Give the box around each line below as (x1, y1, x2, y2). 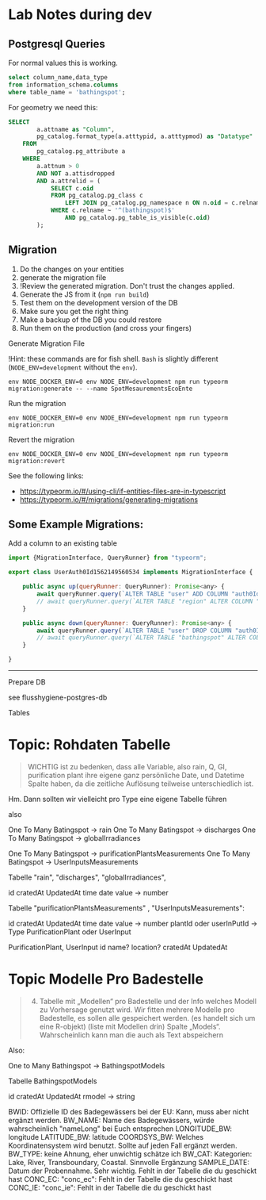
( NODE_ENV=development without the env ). (8, 362, 138, 372)
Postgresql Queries (8, 37, 105, 51)
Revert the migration (8, 435, 75, 444)
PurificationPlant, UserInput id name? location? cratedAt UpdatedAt (8, 942, 228, 952)
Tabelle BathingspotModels (8, 1076, 97, 1086)
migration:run (8, 420, 55, 429)
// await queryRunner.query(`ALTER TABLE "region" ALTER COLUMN (36, 597, 253, 605)
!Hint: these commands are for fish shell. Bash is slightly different (8, 354, 219, 363)
